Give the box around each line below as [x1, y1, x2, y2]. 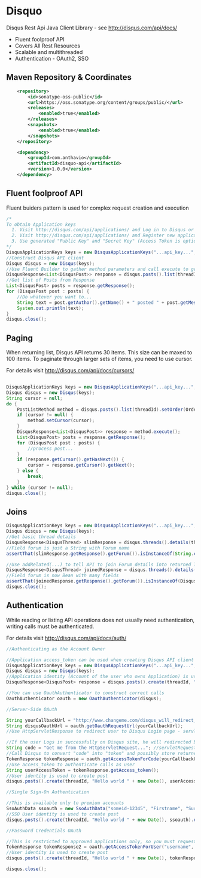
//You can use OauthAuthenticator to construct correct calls [6, 690, 165, 696]
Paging [6, 333, 33, 343]
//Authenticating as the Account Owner [6, 646, 106, 652]
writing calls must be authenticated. [6, 623, 95, 630]
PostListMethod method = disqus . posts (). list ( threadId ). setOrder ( [17, 407, 186, 413]
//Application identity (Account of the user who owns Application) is [6, 674, 188, 680]
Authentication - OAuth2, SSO [14, 55, 89, 62]
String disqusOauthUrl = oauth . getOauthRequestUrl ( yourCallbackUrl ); [6, 722, 184, 729]
